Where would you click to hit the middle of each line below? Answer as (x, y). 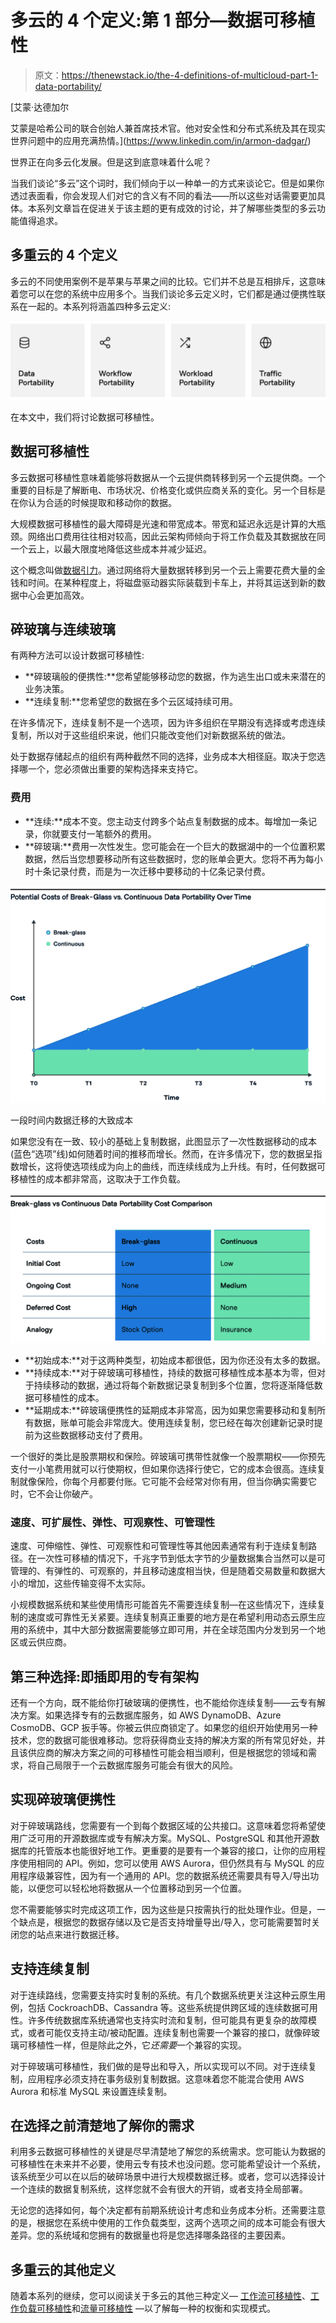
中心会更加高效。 (54, 595)
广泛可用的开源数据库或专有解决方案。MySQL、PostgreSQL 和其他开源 (165, 1838)
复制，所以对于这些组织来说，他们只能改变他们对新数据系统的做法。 (150, 735)
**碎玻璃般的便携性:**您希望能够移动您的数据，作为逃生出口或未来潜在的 (175, 677)
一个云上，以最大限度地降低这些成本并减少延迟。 (111, 548)
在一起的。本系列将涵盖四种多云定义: (95, 306)
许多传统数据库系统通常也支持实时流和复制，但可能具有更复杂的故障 (167, 2020)
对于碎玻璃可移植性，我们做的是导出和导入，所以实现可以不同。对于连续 (159, 2066)
